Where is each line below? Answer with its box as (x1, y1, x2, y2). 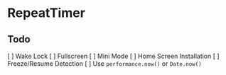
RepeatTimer (7, 5, 85, 21)
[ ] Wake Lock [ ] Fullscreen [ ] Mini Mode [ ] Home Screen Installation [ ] (7, 52, 220, 60)
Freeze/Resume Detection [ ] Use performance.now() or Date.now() (7, 59, 203, 68)
